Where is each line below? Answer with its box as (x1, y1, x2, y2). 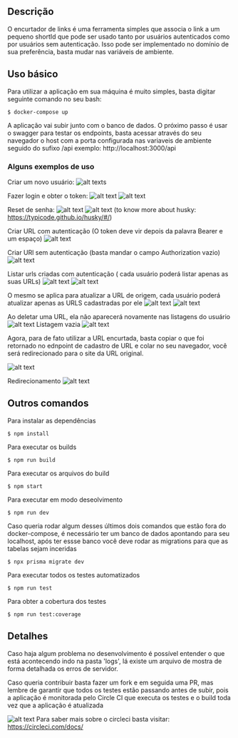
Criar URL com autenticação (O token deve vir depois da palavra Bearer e (7, 226, 223, 235)
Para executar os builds (7, 443, 77, 451)
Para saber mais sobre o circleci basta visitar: (36, 714, 170, 723)
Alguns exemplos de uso (7, 161, 95, 171)
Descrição (7, 6, 54, 18)
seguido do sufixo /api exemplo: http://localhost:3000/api (7, 143, 177, 152)
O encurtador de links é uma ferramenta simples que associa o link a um (7, 24, 220, 33)
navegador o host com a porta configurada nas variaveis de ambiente (7, 136, 212, 145)
